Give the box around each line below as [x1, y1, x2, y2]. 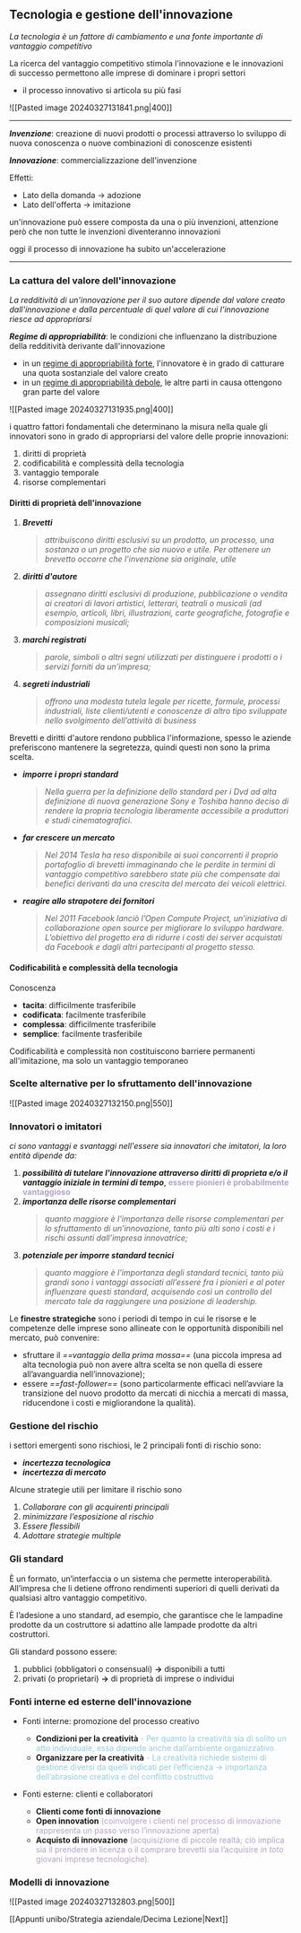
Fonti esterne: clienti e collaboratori [21, 1789, 154, 1799]
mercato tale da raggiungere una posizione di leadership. [44, 1296, 258, 1307]
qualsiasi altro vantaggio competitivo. [9, 1592, 148, 1603]
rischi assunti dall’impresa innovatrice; [44, 1232, 188, 1243]
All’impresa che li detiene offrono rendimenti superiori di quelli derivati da [9, 1582, 280, 1593]
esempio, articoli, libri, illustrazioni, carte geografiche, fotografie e [44, 607, 290, 618]
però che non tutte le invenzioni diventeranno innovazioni [9, 226, 221, 237]
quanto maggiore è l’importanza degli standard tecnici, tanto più [44, 1267, 284, 1278]
